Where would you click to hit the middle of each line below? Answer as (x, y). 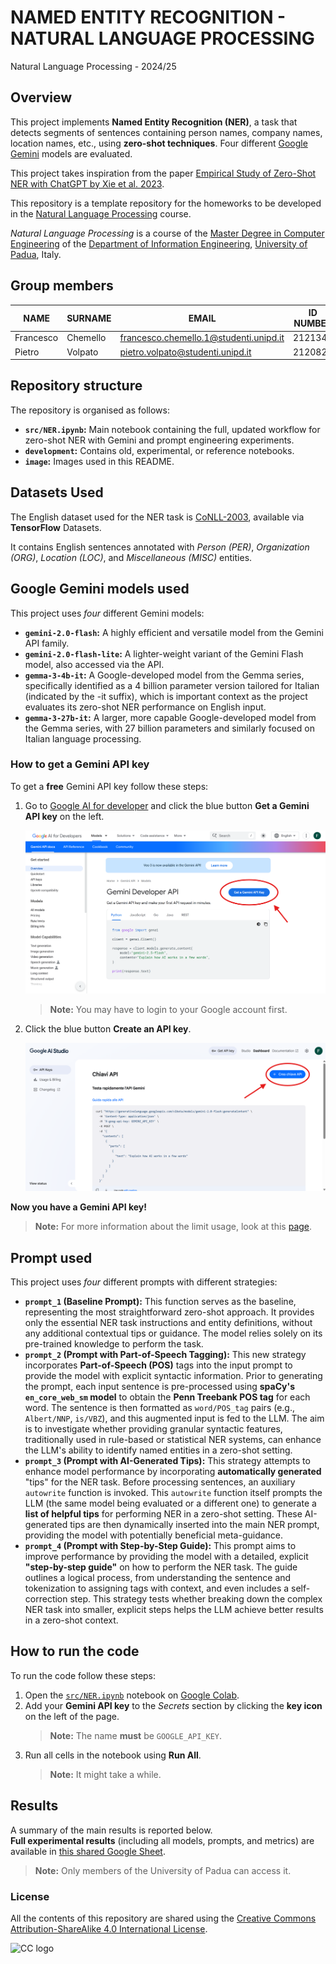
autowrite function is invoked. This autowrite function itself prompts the (173, 1493)
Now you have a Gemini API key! (78, 1207)
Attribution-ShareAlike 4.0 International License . (109, 1929)
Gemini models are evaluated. (71, 153)
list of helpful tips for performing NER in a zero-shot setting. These (163, 1514)
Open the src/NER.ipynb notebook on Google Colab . (132, 1695)
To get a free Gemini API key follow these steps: (109, 786)
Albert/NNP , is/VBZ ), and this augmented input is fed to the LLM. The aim (174, 1418)
